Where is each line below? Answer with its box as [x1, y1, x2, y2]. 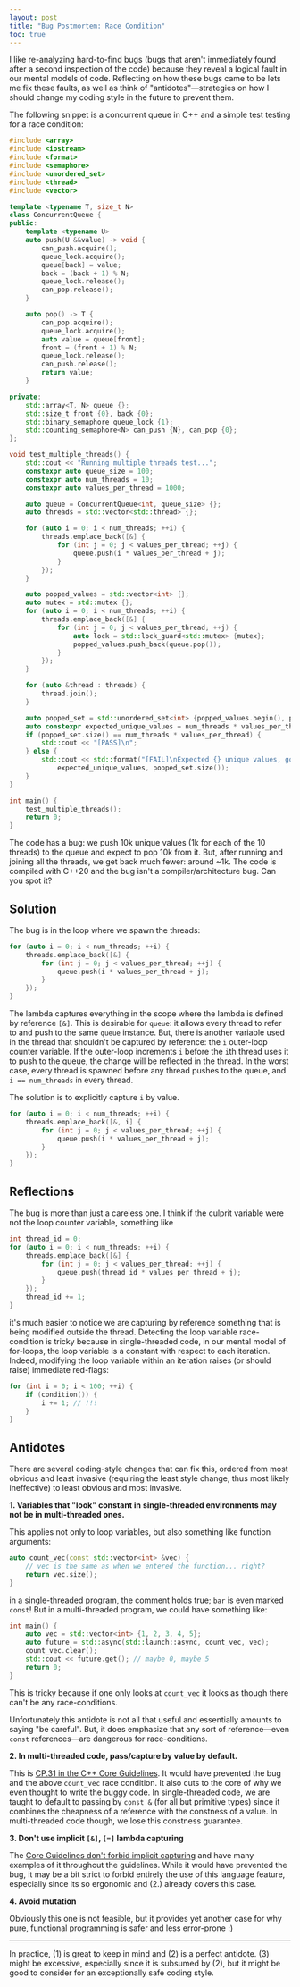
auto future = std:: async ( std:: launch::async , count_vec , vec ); [25, 1638, 270, 1647]
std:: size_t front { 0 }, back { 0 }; [25, 408, 154, 418]
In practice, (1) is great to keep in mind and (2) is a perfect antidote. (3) [9, 1948, 270, 1958]
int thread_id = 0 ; [9, 1234, 82, 1243]
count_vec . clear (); [25, 1646, 98, 1655]
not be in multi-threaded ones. [9, 1510, 125, 1520]
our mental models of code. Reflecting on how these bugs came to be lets [9, 73, 281, 84]
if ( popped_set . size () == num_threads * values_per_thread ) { [25, 730, 262, 739]
